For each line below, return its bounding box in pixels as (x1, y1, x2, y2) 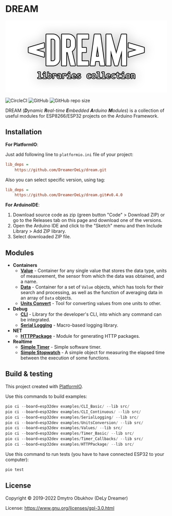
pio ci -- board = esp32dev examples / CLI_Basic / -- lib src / (5, 404, 130, 409)
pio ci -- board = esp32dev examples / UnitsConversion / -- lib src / (5, 420, 144, 425)
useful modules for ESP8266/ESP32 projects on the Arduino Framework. (5, 112, 159, 119)
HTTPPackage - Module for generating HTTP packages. (20, 333, 140, 339)
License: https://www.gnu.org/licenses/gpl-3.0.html (5, 505, 114, 511)
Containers (12, 262, 37, 269)
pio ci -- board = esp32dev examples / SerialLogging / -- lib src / (5, 414, 139, 420)
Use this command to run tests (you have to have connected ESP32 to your (5, 451, 164, 457)
